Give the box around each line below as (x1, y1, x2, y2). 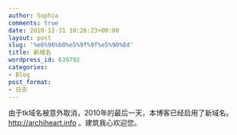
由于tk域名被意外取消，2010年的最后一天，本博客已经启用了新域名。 (8, 108, 234, 118)
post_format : (8, 78, 52, 86)
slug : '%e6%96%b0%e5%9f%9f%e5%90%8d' (8, 41, 134, 49)
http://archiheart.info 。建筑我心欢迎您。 (8, 118, 142, 128)
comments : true (8, 19, 59, 27)
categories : (8, 64, 48, 71)
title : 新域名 (8, 48, 52, 56)
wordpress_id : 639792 (8, 56, 81, 64)
